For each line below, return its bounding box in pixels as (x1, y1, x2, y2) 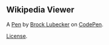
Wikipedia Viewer (6, 5, 74, 15)
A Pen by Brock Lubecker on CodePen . (6, 20, 104, 28)
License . (6, 32, 28, 40)
